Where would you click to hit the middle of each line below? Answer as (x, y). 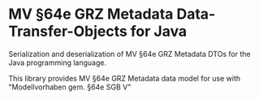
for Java (159, 31)
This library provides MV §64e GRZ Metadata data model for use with (125, 78)
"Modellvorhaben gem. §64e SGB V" (70, 87)
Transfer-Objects (68, 31)
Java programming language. (58, 63)
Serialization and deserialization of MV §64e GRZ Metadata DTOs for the (129, 54)
